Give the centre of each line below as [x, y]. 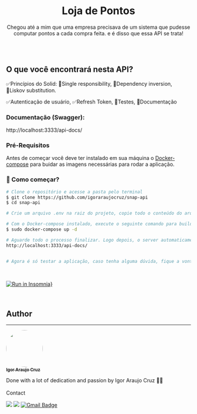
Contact [16, 393]
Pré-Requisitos [28, 145]
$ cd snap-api [23, 203]
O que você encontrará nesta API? [70, 70]
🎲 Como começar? [33, 179]
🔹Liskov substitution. [31, 90]
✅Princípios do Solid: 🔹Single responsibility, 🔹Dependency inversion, [89, 84]
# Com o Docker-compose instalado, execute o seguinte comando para [91, 224]
